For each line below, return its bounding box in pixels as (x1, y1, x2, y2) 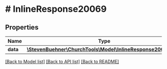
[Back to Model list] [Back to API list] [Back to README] (5, 59, 119, 65)
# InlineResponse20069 (5, 3, 107, 15)
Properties (5, 23, 39, 32)
